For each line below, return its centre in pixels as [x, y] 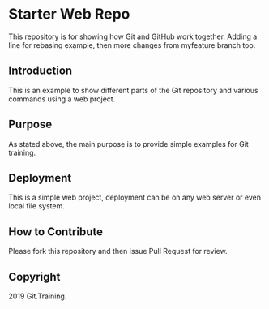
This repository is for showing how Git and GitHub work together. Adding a [133, 36]
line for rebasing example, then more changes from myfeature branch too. [132, 45]
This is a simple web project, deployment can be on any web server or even [135, 197]
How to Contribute [56, 232]
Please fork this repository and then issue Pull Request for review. [118, 251]
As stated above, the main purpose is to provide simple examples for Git [128, 144]
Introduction [41, 71]
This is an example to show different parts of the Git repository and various [133, 90]
